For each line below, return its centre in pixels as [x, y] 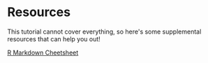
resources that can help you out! [54, 38]
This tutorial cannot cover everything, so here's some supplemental [104, 31]
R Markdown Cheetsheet [43, 52]
